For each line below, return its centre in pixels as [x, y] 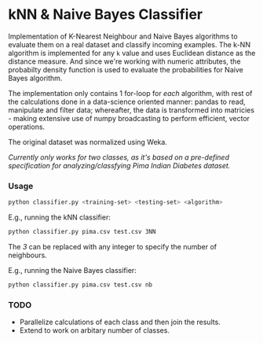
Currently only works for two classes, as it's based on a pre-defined [119, 157]
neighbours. [27, 255]
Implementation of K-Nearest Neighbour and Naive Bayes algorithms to [123, 36]
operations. [27, 127]
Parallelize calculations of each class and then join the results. [120, 322]
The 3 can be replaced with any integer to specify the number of [113, 246]
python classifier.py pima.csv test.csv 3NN [82, 232]
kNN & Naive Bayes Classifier [105, 15]
